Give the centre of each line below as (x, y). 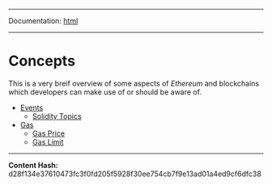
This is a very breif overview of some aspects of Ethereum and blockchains (134, 83)
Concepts (42, 61)
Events (32, 107)
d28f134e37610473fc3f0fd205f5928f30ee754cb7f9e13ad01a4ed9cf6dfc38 (135, 174)
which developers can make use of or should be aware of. (105, 92)
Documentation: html (43, 21)
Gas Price (49, 133)
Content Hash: (33, 165)
